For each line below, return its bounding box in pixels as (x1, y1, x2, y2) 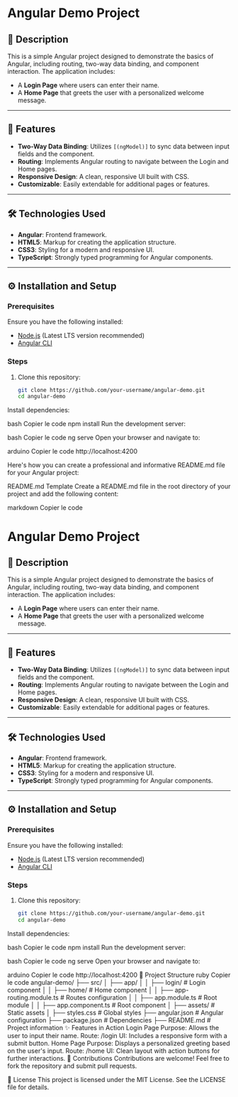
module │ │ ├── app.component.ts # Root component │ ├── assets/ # (7, 1000, 215, 1009)
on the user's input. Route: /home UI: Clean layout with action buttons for (7, 1046, 220, 1055)
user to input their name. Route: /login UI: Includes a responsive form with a (7, 1031, 228, 1039)
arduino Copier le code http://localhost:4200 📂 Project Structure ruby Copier (7, 971, 231, 979)
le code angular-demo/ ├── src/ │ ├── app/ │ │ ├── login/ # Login (7, 978, 206, 986)
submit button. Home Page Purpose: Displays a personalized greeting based (7, 1039, 230, 1047)
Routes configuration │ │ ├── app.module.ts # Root (66, 993, 217, 1002)
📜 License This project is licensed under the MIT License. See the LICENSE (7, 1075, 227, 1084)
